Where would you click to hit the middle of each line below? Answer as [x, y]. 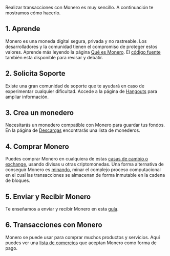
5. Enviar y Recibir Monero [48, 196]
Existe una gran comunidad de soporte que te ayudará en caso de [75, 86]
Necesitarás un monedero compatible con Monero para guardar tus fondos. [85, 125]
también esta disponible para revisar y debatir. [54, 57]
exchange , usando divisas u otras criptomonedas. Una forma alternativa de [84, 164]
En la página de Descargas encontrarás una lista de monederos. [73, 130]
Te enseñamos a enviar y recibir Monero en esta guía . [62, 209]
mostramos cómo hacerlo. [33, 13]
